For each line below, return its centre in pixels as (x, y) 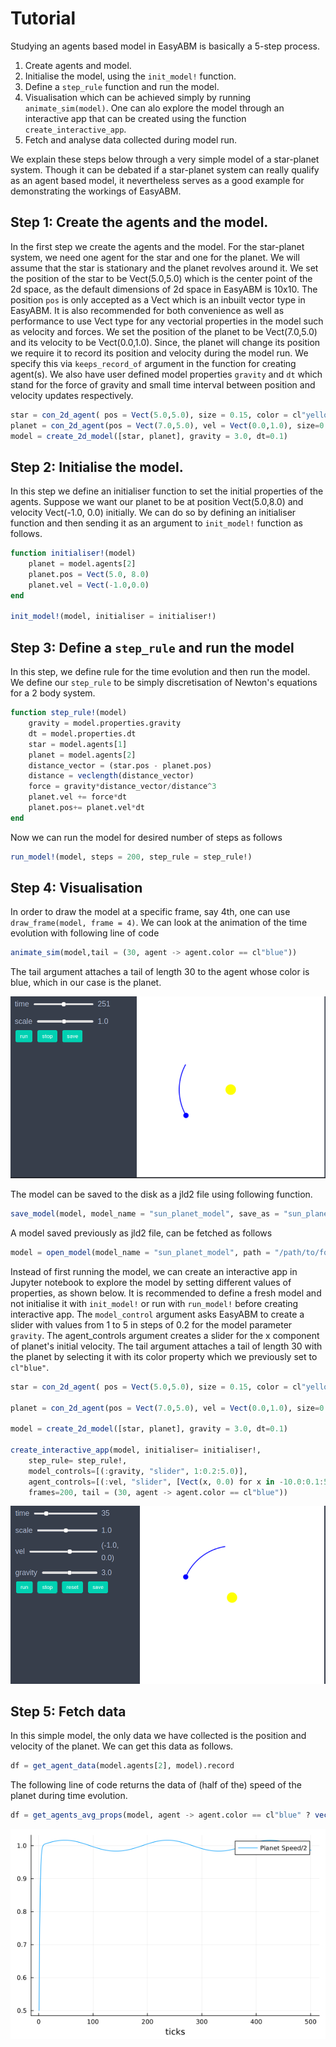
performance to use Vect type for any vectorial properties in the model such (167, 321)
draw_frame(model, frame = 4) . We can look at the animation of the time (159, 923)
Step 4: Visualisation (76, 888)
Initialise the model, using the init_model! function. (130, 76)
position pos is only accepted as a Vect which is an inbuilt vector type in (158, 299)
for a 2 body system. (53, 693)
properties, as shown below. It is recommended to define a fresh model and (166, 1293)
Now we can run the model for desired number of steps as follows (146, 837)
